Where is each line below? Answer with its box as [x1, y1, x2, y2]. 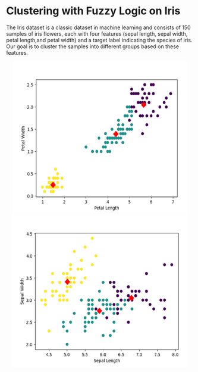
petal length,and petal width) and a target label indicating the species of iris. [6, 36, 193, 43]
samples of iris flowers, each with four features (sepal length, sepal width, [6, 30, 188, 37]
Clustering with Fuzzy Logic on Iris [6, 4, 181, 18]
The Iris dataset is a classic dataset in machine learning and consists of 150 [6, 24, 191, 31]
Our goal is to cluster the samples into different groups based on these [6, 43, 180, 50]
